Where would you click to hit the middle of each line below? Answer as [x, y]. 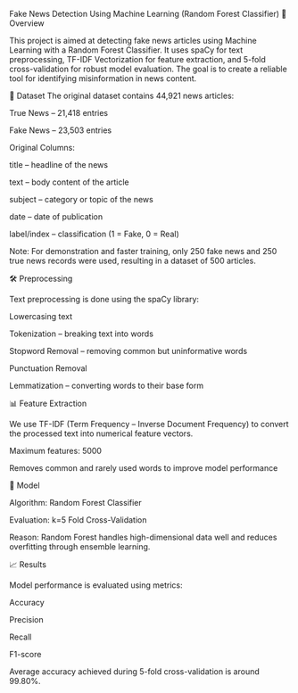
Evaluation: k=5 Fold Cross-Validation [78, 520]
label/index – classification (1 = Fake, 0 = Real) [95, 234]
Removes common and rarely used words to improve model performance [144, 468]
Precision [26, 619]
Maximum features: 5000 [56, 451]
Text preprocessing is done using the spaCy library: [104, 299]
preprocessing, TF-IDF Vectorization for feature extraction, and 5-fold [137, 59]
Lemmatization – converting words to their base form [106, 385]
